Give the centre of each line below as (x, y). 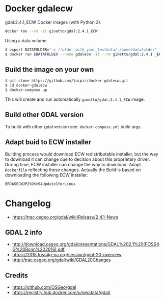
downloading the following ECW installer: (47, 175)
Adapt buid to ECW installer (48, 142)
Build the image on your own (50, 69)
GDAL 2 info (24, 232)
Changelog (28, 203)
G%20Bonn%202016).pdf (38, 249)
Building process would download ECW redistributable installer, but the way (82, 154)
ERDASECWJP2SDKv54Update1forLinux (41, 184)
